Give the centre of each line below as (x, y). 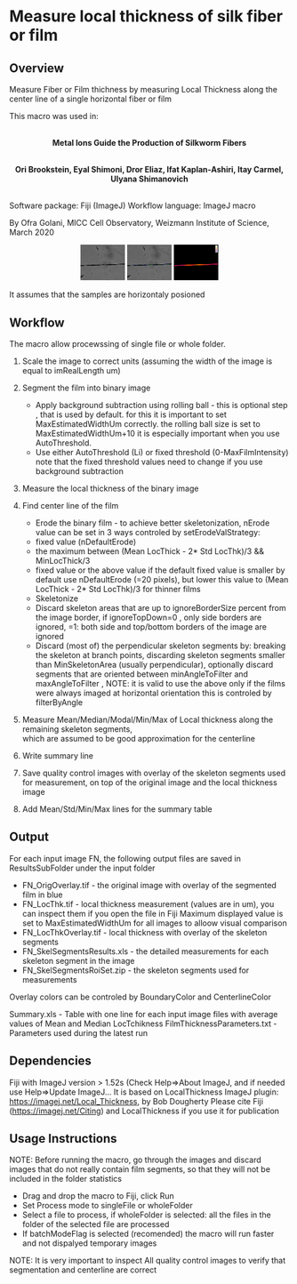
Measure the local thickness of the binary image (110, 488)
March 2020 (32, 232)
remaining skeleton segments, (77, 729)
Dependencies (50, 1061)
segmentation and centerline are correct (83, 1270)
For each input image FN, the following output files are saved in (125, 858)
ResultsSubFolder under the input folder (82, 868)
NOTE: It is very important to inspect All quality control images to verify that (148, 1261)
